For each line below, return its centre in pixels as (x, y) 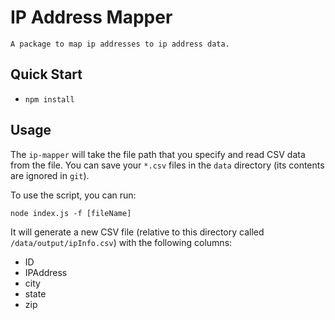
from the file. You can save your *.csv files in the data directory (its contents (167, 165)
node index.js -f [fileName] (71, 213)
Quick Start (46, 74)
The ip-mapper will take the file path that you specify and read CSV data (158, 154)
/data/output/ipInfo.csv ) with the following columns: (121, 242)
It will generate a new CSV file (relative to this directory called (137, 232)
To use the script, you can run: (73, 195)
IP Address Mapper (91, 17)
